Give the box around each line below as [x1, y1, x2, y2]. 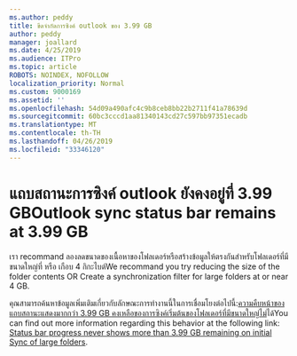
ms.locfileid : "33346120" [9, 145, 105, 154]
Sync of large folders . [9, 336, 89, 347]
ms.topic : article [9, 63, 77, 72]
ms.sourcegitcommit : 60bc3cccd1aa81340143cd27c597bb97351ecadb [9, 112, 248, 121]
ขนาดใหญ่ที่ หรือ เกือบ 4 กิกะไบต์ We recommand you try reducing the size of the [9, 261, 281, 272]
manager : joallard [9, 37, 77, 47]
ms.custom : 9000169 [9, 87, 82, 96]
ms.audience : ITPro [9, 54, 82, 63]
